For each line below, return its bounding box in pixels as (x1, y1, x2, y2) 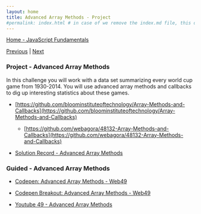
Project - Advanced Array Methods (6, 63, 110, 71)
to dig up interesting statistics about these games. (6, 89, 130, 96)
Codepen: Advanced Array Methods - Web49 (14, 178, 127, 185)
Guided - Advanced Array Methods (6, 164, 110, 172)
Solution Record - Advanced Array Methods (14, 149, 123, 156)
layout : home (6, 8, 39, 15)
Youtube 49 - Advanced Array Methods (14, 201, 112, 208)
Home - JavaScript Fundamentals (6, 36, 89, 44)
